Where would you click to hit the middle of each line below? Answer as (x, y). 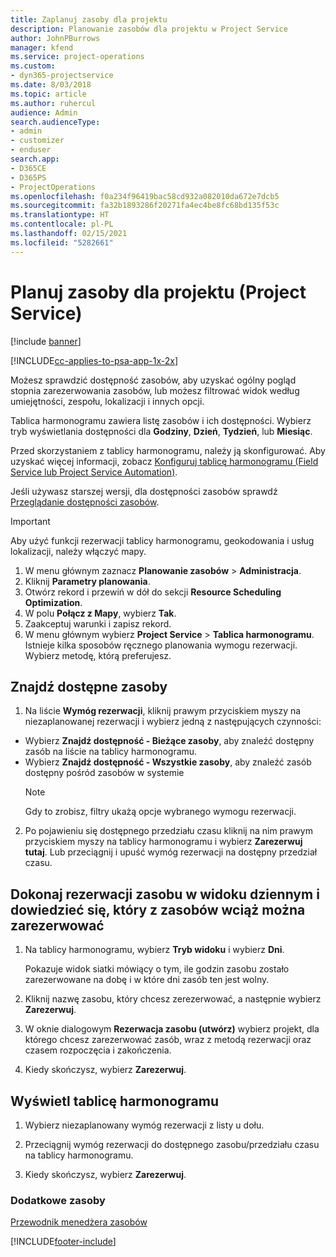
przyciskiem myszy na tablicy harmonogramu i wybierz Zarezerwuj (163, 842)
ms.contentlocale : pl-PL (62, 224)
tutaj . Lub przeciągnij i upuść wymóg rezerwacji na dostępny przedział (171, 852)
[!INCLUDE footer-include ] (63, 1242)
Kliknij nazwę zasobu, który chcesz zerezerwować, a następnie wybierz (173, 999)
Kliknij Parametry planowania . (87, 581)
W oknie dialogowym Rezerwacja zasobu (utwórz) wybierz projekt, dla (172, 1029)
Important (30, 521)
